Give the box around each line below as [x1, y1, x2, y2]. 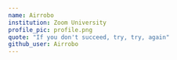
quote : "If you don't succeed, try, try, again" [8, 33, 170, 41]
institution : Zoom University [8, 19, 107, 26]
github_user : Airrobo [8, 41, 79, 48]
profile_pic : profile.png [8, 26, 92, 34]
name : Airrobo [8, 11, 55, 19]
